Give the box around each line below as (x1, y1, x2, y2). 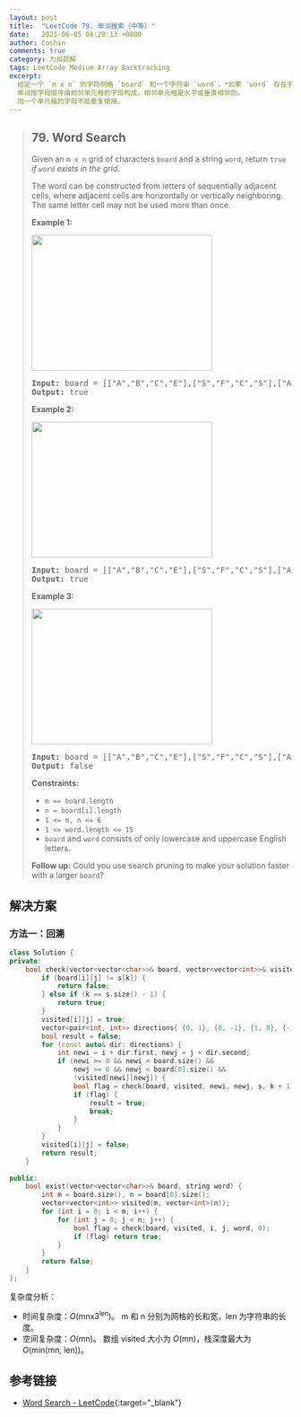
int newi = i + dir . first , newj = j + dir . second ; (56, 1048, 251, 1058)
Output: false (30, 761, 94, 771)
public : (9, 1174, 39, 1183)
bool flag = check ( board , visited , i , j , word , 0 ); (73, 1223, 271, 1233)
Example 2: (30, 404, 74, 415)
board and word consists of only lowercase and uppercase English (44, 833, 287, 844)
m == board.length (44, 797, 114, 806)
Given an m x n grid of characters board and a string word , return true (30, 154, 287, 164)
